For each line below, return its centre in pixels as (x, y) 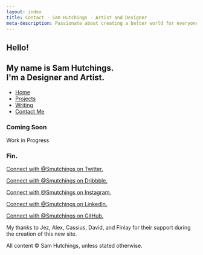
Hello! (18, 47)
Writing (24, 105)
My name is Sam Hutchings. (60, 68)
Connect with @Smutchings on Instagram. (59, 192)
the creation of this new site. (42, 234)
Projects (25, 98)
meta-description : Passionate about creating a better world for (90, 23)
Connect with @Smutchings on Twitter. (55, 169)
